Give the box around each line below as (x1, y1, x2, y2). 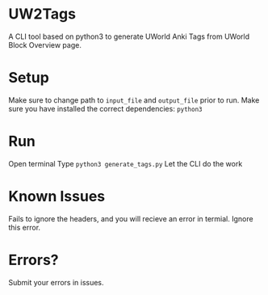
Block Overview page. (8, 40, 82, 49)
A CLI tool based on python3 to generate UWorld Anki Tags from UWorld (8, 32, 250, 41)
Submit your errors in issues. (8, 277, 104, 287)
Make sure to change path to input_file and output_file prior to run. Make (8, 95, 260, 105)
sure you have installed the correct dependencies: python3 (8, 103, 203, 113)
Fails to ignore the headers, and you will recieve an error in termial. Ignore (8, 213, 253, 223)
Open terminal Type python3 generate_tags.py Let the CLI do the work (8, 158, 243, 168)
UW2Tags (8, 5, 77, 23)
